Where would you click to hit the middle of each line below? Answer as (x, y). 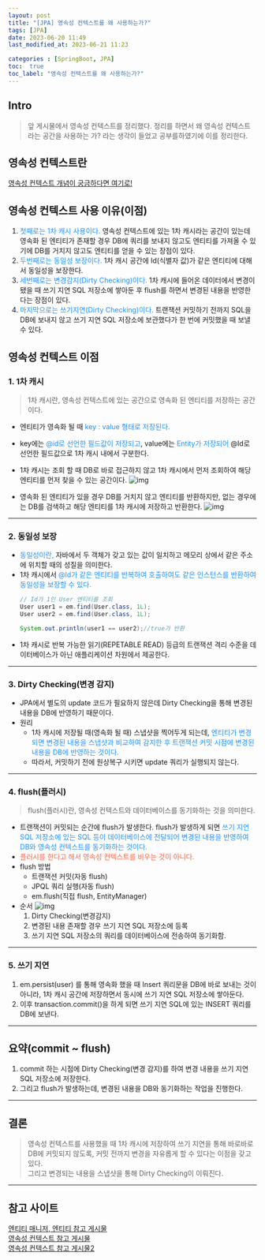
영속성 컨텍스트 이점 (54, 357)
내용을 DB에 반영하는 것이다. (75, 752)
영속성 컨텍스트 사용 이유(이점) (78, 210)
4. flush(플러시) (37, 791)
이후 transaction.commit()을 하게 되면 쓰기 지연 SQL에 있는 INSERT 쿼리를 (135, 1004)
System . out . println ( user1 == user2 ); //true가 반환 (102, 628)
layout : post (30, 15)
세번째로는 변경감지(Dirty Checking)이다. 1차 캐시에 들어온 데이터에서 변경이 (137, 280)
